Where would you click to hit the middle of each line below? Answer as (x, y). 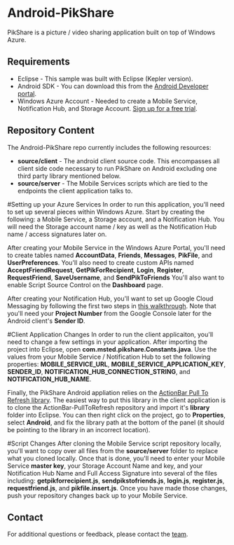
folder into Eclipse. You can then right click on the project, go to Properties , (116, 415)
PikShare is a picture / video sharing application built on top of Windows (111, 32)
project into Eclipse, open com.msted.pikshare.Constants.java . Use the (112, 349)
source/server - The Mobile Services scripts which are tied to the (112, 183)
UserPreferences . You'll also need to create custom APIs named (101, 262)
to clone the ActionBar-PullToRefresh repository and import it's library (109, 407)
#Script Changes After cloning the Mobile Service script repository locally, (115, 443)
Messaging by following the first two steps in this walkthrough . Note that (112, 305)
